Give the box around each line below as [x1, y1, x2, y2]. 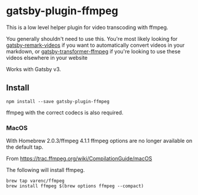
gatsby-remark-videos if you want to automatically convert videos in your [6, 41, 185, 49]
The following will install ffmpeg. [6, 167, 85, 174]
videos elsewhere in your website [6, 54, 88, 61]
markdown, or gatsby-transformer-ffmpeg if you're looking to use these [6, 47, 181, 55]
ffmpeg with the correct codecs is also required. [6, 108, 124, 116]
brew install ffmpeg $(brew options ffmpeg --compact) [6, 183, 144, 189]
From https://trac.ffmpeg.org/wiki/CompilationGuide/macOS [6, 155, 152, 162]
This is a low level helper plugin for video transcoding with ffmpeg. [6, 24, 168, 31]
